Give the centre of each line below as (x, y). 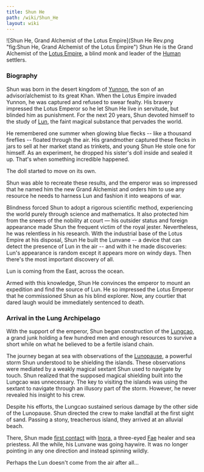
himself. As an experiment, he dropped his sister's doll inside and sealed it (100, 152)
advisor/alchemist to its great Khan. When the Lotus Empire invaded (91, 96)
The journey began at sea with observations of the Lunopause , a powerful (99, 356)
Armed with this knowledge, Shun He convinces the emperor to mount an (98, 283)
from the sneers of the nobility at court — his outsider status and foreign (97, 220)
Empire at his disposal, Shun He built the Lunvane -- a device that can (94, 240)
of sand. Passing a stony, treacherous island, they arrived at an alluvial (95, 419)
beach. (15, 426)
